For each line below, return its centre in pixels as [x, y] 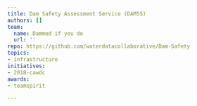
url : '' [25, 40]
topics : [19, 53]
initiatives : [26, 66]
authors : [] [25, 20]
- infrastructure [33, 60]
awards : [19, 79]
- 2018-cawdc [26, 72]
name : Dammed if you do [48, 33]
